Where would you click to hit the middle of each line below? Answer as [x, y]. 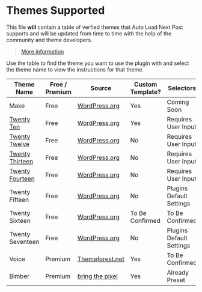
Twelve [20, 144]
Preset [176, 280]
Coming [178, 102]
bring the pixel [98, 276]
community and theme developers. [49, 40]
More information [42, 51]
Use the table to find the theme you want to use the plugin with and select [98, 63]
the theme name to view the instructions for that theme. [75, 69]
